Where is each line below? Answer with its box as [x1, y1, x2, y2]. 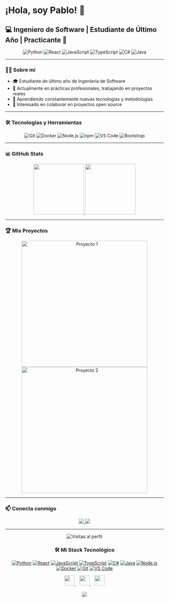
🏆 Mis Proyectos [5, 227, 48, 234]
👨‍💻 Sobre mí [5, 66, 36, 73]
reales [12, 91, 26, 97]
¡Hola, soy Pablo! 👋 [5, 5, 86, 16]
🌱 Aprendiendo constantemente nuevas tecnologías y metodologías [12, 96, 153, 102]
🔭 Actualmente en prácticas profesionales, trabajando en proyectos [12, 85, 152, 91]
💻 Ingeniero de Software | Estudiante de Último [5, 25, 157, 34]
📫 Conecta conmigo [5, 505, 57, 512]
